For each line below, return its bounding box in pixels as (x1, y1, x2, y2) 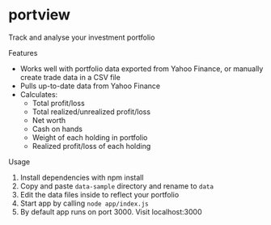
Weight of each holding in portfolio (32, 132, 148, 142)
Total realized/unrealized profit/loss (32, 107, 151, 117)
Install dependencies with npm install (19, 172, 144, 182)
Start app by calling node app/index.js (19, 198, 150, 208)
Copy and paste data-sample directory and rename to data (19, 180, 214, 191)
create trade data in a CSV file (19, 72, 121, 82)
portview (8, 6, 71, 24)
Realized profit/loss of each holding (32, 141, 151, 151)
